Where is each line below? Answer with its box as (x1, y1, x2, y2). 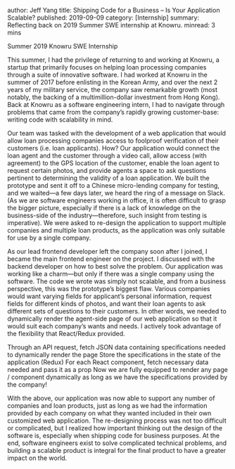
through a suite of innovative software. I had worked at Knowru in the (7, 70, 208, 79)
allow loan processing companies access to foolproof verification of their (7, 136, 220, 145)
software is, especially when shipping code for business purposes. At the (7, 432, 220, 439)
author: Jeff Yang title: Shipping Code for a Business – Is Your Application (7, 6, 220, 14)
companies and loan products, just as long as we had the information (7, 401, 208, 410)
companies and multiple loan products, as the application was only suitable (7, 226, 225, 234)
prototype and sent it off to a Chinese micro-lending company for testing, (7, 181, 220, 189)
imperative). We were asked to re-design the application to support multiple (7, 219, 227, 227)
